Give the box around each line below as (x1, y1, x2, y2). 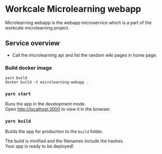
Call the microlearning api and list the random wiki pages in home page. (12, 52, 158, 58)
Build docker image (5, 64, 53, 71)
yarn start (5, 91, 31, 97)
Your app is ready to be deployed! (5, 143, 74, 149)
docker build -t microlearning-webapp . (5, 80, 89, 85)
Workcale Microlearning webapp (5, 3, 141, 15)
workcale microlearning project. (5, 25, 70, 30)
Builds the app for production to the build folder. (5, 128, 104, 134)
